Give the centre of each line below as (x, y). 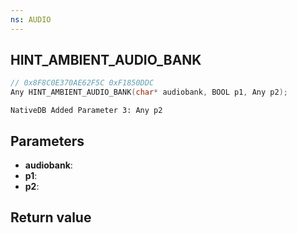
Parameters (47, 141)
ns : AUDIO (31, 19)
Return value (51, 217)
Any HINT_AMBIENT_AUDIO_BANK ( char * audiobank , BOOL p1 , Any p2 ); (149, 92)
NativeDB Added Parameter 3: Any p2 (86, 111)
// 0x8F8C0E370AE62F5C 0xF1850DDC (82, 83)
